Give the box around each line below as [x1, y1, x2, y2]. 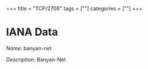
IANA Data [6, 26, 58, 39]
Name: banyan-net [6, 44, 52, 51]
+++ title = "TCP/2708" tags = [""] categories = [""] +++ [6, 5, 143, 12]
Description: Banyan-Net [6, 56, 66, 63]
